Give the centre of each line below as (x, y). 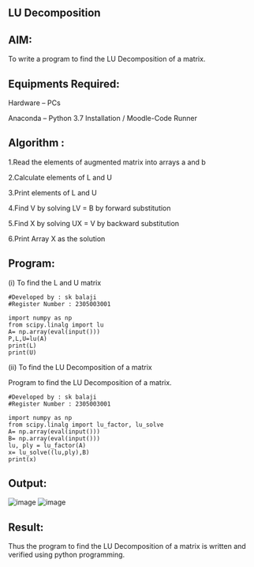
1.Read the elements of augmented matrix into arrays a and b (107, 162)
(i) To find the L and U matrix (55, 282)
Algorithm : (36, 143)
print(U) (22, 352)
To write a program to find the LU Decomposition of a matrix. (107, 59)
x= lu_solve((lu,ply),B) (49, 452)
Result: (26, 527)
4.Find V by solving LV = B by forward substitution (90, 208)
